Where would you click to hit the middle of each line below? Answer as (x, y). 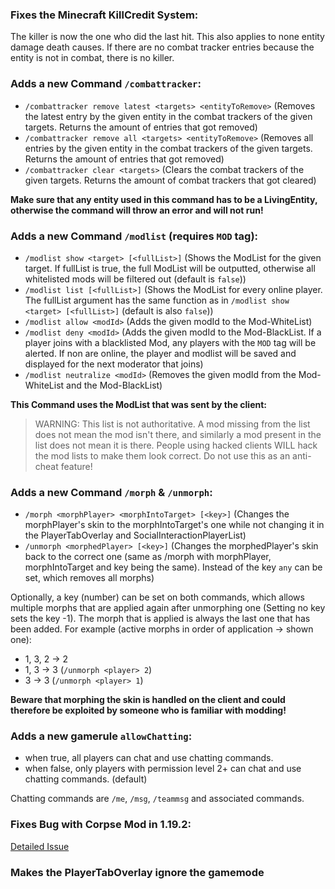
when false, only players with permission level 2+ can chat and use (163, 769)
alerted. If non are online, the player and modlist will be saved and (160, 353)
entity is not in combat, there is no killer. (92, 58)
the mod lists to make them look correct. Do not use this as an (162, 455)
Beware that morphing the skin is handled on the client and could (148, 700)
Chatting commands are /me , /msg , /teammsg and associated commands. (157, 799)
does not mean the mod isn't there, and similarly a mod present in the (178, 434)
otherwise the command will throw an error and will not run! (137, 210)
